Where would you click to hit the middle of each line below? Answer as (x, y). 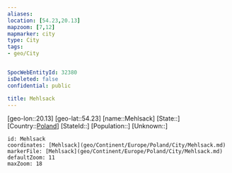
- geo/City (23, 54)
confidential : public (39, 86)
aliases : (20, 14)
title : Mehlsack (31, 99)
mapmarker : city (31, 34)
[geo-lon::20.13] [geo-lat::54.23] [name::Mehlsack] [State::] (94, 118)
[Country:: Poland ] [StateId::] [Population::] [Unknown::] (88, 126)
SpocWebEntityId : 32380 (42, 72)
